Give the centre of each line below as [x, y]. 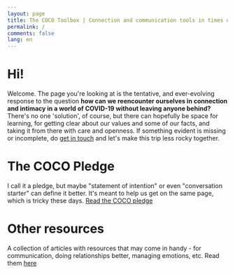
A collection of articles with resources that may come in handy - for [104, 248]
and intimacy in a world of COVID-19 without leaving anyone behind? [109, 108]
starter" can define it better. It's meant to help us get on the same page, [111, 193]
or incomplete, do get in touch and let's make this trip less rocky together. [114, 138]
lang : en [20, 40]
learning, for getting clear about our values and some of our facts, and [108, 124]
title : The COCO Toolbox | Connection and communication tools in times [115, 20]
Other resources [56, 229]
